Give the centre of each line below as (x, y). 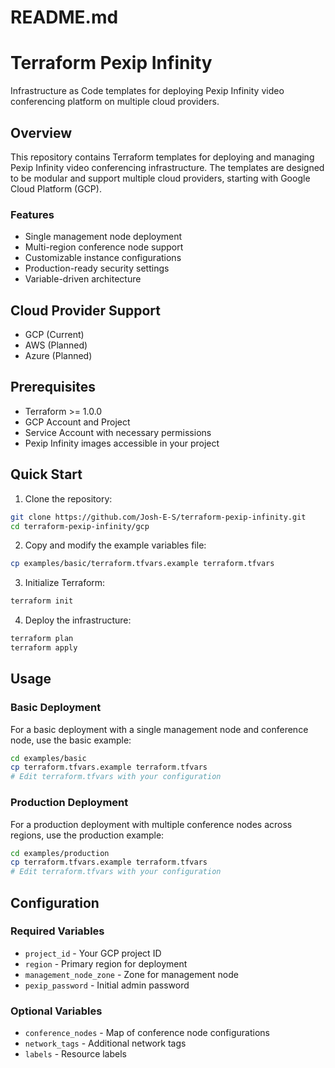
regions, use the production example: (87, 835)
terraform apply (44, 648)
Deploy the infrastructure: (78, 620)
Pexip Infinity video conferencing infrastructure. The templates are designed (167, 167)
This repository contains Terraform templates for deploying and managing (162, 157)
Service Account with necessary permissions (118, 432)
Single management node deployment (103, 237)
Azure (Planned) (58, 356)
